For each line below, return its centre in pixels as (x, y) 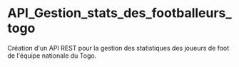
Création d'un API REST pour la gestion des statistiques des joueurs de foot (118, 48)
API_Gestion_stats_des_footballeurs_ (119, 13)
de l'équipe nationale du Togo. (52, 56)
